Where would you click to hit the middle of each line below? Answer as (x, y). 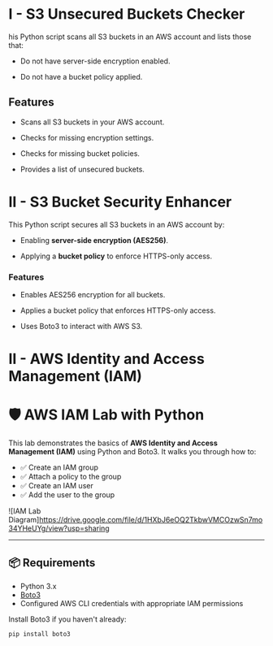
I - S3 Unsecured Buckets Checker (127, 14)
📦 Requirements (52, 563)
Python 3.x (38, 586)
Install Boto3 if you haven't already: (68, 619)
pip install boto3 (39, 634)
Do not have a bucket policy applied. (81, 76)
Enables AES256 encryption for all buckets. (93, 294)
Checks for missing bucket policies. (80, 153)
